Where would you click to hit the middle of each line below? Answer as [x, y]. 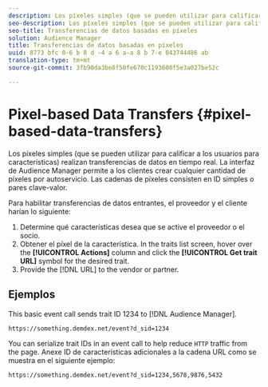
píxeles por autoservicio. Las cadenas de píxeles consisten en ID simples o [131, 179]
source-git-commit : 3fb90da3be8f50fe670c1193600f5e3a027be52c [114, 68]
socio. [30, 235]
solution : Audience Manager [55, 38]
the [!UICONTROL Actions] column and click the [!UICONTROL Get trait [138, 252]
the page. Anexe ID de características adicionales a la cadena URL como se [132, 352]
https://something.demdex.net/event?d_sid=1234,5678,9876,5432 [116, 375]
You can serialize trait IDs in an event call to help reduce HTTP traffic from [128, 343]
